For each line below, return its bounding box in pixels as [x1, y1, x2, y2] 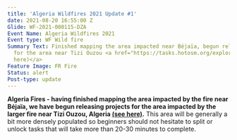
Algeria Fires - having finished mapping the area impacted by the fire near [7, 95, 229, 103]
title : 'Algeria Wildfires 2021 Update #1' [7, 10, 138, 18]
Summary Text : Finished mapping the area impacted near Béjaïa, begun [7, 43, 219, 50]
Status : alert [7, 69, 49, 76]
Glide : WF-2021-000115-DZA [7, 23, 87, 30]
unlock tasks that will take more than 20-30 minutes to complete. [7, 125, 196, 134]
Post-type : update [7, 75, 61, 83]
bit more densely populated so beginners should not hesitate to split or [7, 117, 213, 126]
